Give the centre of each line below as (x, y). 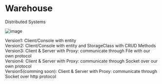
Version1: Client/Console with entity (41, 40)
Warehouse (29, 8)
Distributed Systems (25, 22)
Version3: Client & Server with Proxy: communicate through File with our (78, 51)
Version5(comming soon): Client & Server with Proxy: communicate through (81, 71)
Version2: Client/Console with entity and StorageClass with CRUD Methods (81, 45)
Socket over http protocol (31, 76)
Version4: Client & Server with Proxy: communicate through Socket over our (81, 61)
